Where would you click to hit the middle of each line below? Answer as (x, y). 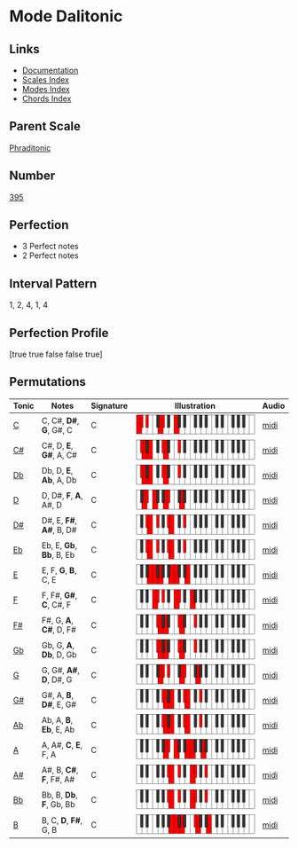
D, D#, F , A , (62, 495)
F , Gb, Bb (58, 805)
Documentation (50, 70)
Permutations (47, 382)
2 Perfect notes (50, 255)
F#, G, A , (57, 620)
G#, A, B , (57, 695)
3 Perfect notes (51, 247)
